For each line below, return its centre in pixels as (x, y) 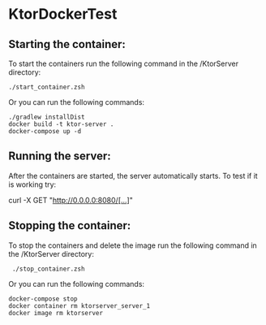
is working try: (32, 184)
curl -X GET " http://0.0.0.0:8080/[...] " (71, 200)
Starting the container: (67, 44)
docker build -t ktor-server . (61, 124)
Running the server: (60, 156)
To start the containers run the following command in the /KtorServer (124, 63)
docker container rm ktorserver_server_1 (79, 305)
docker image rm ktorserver (56, 313)
